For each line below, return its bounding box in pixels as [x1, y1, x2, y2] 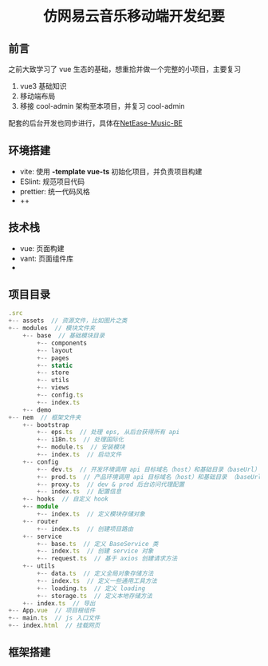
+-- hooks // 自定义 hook [22, 495, 109, 504]
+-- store [37, 369, 69, 377]
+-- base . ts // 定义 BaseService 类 [37, 540, 159, 548]
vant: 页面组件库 [19, 253, 74, 263]
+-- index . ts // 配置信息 [37, 488, 122, 496]
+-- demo [22, 405, 52, 414]
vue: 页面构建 [19, 243, 65, 253]
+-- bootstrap [22, 421, 69, 429]
